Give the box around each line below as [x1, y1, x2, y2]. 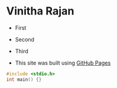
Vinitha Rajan [6, 4, 74, 18]
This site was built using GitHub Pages [14, 59, 111, 66]
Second [14, 36, 35, 43]
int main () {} [6, 77, 42, 83]
